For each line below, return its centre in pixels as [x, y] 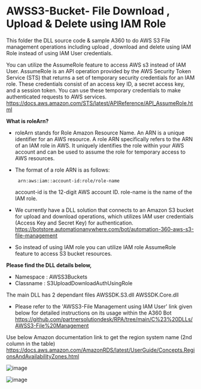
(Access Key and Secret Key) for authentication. [74, 223]
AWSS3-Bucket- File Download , [88, 11]
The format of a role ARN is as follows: [62, 170]
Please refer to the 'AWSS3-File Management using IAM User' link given [103, 306]
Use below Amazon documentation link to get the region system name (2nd [99, 337]
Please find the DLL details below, [49, 265]
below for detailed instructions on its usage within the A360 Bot [93, 313]
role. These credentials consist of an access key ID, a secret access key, [95, 84]
